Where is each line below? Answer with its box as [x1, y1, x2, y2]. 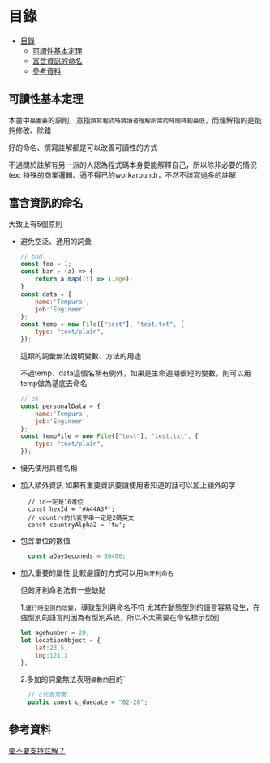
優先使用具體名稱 [19, 463, 78, 473]
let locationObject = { [19, 636, 101, 645]
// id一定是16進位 [28, 498, 84, 507]
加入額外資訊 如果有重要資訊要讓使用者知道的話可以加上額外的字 [19, 480, 236, 491]
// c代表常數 [28, 691, 67, 699]
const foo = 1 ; [19, 260, 72, 268]
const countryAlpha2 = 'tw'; [28, 521, 126, 529]
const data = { [19, 289, 72, 298]
